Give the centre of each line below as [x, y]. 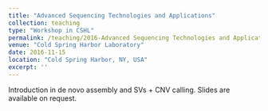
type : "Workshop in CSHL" [51, 30]
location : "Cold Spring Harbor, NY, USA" [78, 60]
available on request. [43, 98]
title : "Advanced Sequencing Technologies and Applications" [112, 15]
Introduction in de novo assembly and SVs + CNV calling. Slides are [119, 90]
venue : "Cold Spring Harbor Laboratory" [77, 45]
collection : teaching [44, 23]
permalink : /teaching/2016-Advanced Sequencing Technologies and [119, 38]
